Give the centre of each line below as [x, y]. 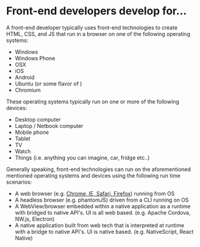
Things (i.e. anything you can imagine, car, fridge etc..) [82, 157]
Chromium [27, 90]
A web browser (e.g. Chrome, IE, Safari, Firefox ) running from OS [95, 193]
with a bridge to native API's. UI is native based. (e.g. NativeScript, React [104, 231]
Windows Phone [35, 58]
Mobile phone [32, 132]
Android [24, 77]
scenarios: [19, 182]
